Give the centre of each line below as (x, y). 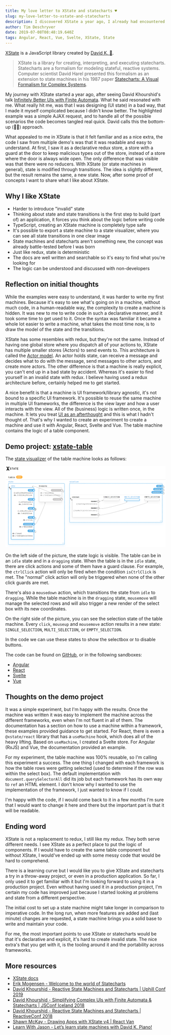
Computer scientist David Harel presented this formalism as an (83, 74)
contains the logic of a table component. (48, 430)
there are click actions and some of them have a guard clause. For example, (85, 566)
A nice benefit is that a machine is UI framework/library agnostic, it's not (81, 392)
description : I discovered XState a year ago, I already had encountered (85, 21)
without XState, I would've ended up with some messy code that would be (83, 855)
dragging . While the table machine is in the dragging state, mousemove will (81, 598)
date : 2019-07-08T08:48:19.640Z (39, 32)
